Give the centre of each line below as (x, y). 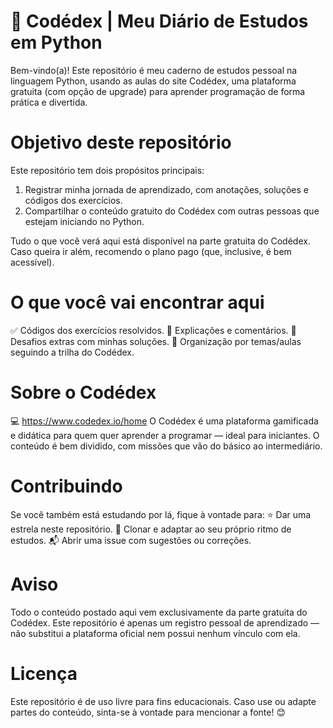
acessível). (32, 262)
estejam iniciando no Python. (84, 221)
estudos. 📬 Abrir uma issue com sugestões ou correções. (131, 540)
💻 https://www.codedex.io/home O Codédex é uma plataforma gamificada (164, 421)
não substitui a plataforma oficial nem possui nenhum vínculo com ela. (155, 633)
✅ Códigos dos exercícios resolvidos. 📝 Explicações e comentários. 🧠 (153, 330)
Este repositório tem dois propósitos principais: (107, 170)
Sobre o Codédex (83, 392)
